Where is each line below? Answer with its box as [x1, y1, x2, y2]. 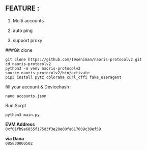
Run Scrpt [5, 102, 26, 108]
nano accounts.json [5, 94, 47, 99]
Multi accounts [12, 17, 44, 23]
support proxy [12, 37, 43, 43]
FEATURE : [5, 4, 40, 13]
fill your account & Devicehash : [5, 83, 72, 89]
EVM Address [5, 121, 35, 127]
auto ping [12, 27, 33, 34]
